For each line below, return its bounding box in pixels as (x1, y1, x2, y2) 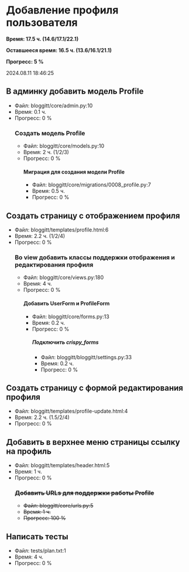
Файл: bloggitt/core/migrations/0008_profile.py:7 (32, 181, 151, 188)
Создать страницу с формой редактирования (6, 383, 183, 393)
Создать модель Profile (14, 129, 85, 137)
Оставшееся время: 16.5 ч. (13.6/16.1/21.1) (6, 46, 112, 53)
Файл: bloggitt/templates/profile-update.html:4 (14, 408, 128, 415)
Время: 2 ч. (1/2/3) (23, 149, 69, 156)
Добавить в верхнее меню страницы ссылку (6, 437, 180, 447)
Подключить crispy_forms (32, 339, 99, 346)
